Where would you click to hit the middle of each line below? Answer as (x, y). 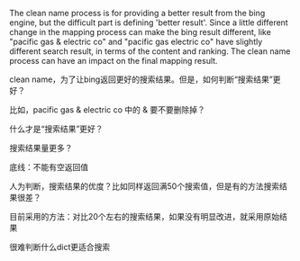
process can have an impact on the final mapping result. (114, 61)
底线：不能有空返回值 (49, 167)
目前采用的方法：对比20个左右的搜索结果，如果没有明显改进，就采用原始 (145, 216)
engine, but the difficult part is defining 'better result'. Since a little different (149, 22)
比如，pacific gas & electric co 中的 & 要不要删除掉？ (107, 110)
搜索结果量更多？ (41, 148)
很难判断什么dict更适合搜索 (60, 247)
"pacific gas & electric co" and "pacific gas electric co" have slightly (136, 41)
